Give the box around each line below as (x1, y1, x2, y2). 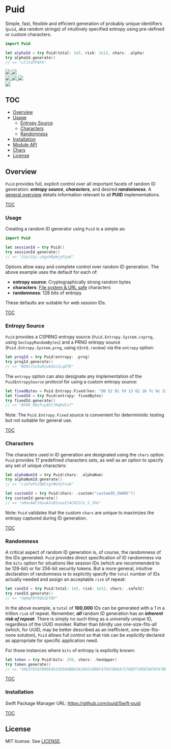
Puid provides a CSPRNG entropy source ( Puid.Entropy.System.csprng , (5, 334, 154, 340)
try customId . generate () (5, 496, 58, 501)
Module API (12, 142, 37, 148)
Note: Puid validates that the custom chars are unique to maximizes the (5, 509, 154, 515)
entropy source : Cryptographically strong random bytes (12, 279, 131, 285)
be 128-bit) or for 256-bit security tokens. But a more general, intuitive (5, 565, 153, 572)
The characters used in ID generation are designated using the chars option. (5, 451, 165, 457)
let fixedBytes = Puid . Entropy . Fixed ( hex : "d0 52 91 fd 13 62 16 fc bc (5, 389, 160, 394)
